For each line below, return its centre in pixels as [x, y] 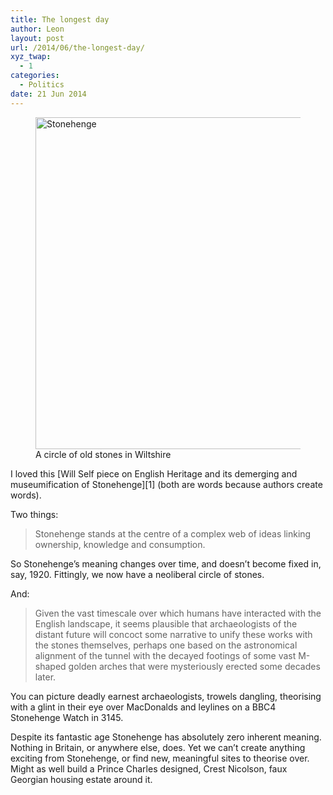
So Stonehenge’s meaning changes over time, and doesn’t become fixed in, [166, 563]
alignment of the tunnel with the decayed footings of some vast [165, 655]
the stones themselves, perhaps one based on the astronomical [166, 645]
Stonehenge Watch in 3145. [67, 717]
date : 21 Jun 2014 [48, 94]
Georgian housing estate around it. [81, 779]
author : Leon [37, 29]
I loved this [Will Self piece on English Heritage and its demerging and [154, 473]
